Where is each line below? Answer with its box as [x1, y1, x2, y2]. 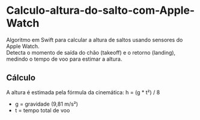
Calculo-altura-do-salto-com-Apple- [6, 4, 195, 17]
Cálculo [6, 73, 36, 83]
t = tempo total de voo [14, 106, 70, 114]
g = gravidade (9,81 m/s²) [14, 100, 78, 107]
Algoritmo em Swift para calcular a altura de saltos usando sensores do [6, 36, 183, 43]
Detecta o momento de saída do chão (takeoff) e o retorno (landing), [6, 49, 176, 56]
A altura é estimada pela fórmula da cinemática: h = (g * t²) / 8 [6, 88, 160, 96]
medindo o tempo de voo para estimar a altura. [6, 55, 123, 62]
